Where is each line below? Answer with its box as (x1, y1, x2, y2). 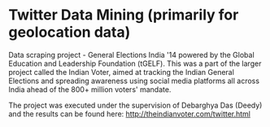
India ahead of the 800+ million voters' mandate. (8, 84, 172, 94)
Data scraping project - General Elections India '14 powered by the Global (8, 50, 255, 59)
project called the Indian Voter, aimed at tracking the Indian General (8, 67, 234, 77)
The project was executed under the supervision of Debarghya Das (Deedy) (8, 100, 263, 110)
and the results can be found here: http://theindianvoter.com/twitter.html (8, 108, 250, 119)
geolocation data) (8, 23, 131, 42)
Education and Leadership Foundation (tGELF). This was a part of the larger (8, 59, 262, 68)
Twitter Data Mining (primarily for (8, 6, 239, 24)
